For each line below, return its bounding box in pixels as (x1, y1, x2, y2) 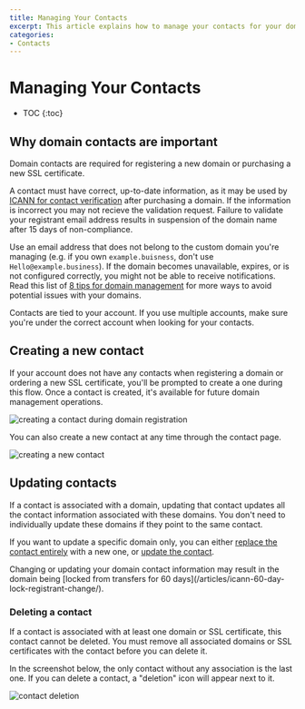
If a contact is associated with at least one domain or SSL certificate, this (9, 625, 282, 636)
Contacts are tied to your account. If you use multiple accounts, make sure (9, 308, 289, 318)
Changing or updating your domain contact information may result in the (9, 564, 280, 575)
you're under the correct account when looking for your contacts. (9, 317, 255, 328)
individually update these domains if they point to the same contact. (9, 518, 263, 529)
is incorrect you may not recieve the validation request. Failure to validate (9, 205, 284, 215)
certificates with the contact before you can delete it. (9, 645, 208, 656)
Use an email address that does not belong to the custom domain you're (9, 241, 280, 252)
